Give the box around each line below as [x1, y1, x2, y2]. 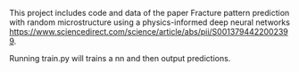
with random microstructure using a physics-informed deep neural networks [9, 17, 290, 28]
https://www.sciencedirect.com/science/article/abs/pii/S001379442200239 [9, 27, 288, 36]
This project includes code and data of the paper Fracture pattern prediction [9, 8, 290, 18]
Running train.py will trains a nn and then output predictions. [9, 53, 231, 63]
